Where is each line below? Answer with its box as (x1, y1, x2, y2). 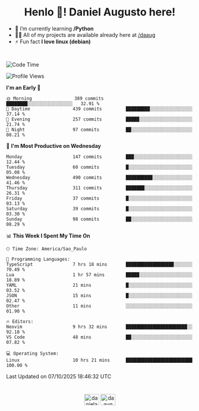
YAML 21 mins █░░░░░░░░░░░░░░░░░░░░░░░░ (6, 282, 193, 289)
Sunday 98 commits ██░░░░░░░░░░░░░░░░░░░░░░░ (6, 216, 193, 222)
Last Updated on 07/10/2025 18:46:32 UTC (6, 373, 112, 380)
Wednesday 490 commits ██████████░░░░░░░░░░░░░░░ (6, 175, 193, 181)
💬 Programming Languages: (6, 257, 70, 263)
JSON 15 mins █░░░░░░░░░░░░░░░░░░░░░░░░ (6, 293, 193, 299)
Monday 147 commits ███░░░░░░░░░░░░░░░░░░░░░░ (6, 154, 193, 160)
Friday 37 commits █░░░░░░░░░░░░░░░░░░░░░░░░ (6, 195, 193, 201)
